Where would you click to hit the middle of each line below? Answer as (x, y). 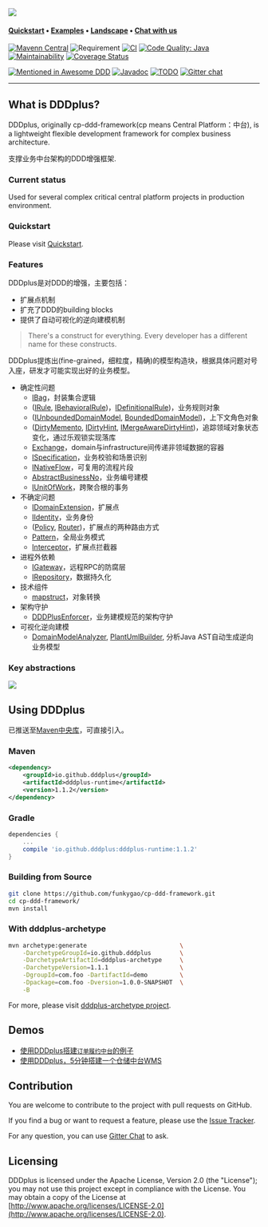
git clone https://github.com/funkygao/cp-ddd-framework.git (112, 894)
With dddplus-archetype (57, 929)
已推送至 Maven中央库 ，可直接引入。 (69, 730)
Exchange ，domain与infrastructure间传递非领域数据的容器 (128, 447)
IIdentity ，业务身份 (63, 517)
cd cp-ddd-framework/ (44, 901)
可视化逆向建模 (44, 626)
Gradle (22, 818)
